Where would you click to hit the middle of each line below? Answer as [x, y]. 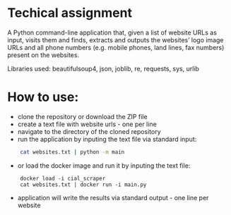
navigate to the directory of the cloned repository [89, 131]
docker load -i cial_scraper [63, 178]
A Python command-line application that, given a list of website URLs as [112, 32]
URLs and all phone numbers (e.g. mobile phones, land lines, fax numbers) [116, 47]
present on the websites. [43, 55]
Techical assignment [70, 13]
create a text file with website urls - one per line [87, 124]
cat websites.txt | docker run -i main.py [83, 185]
